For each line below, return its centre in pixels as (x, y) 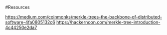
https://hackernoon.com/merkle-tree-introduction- (108, 22)
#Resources (17, 7)
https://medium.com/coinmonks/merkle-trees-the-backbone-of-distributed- (84, 17)
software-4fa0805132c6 (30, 22)
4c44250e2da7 (21, 27)
